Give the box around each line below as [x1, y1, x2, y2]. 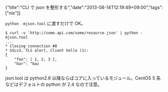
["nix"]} [5, 10, 21, 16]
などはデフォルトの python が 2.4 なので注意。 [5, 81, 102, 87]
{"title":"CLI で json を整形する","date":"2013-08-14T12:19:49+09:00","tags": [5, 5, 163, 10]
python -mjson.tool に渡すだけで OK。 [5, 21, 86, 26]
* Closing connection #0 [5, 44, 57, 49]
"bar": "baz [14, 61, 39, 66]
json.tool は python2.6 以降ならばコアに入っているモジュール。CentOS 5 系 [5, 75, 161, 81]
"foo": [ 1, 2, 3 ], [14, 57, 57, 62]
